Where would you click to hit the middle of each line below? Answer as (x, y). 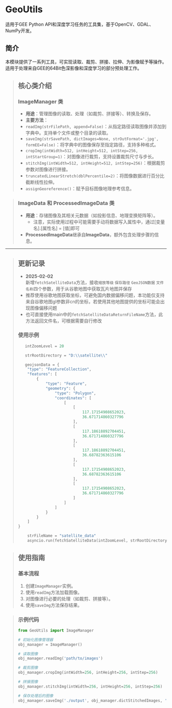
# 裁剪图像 (28, 668)
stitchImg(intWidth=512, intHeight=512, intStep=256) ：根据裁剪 (95, 163)
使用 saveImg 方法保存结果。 (54, 605)
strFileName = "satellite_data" (62, 536)
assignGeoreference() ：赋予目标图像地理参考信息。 (80, 189)
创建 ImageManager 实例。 (50, 586)
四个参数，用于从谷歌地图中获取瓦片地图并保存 (82, 288)
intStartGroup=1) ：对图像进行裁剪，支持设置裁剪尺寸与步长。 (91, 157)
